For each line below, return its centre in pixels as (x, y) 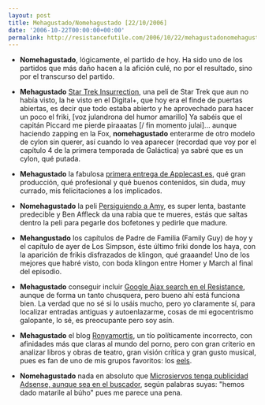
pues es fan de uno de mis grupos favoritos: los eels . (106, 361)
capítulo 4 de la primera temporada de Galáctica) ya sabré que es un (131, 150)
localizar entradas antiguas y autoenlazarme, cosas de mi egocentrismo (136, 312)
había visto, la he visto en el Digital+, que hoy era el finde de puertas (131, 100)
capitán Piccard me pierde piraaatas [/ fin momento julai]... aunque (128, 125)
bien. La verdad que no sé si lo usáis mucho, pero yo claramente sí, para (137, 303)
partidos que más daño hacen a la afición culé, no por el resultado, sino (136, 69)
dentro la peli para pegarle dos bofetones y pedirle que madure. (123, 223)
